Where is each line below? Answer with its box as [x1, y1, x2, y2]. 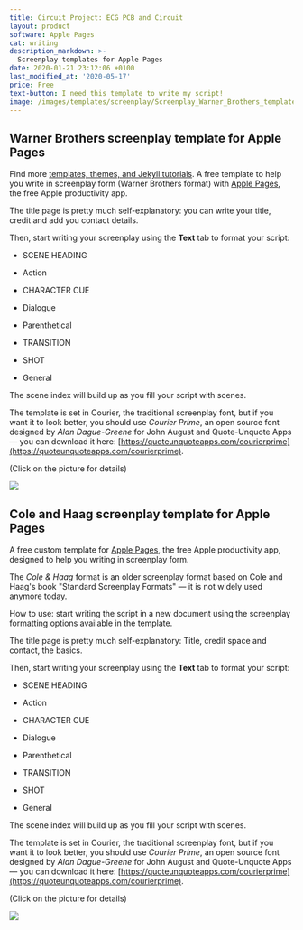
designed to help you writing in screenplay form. [9, 554, 189, 564]
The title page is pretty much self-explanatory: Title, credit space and [9, 636, 267, 646]
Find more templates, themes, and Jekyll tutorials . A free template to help [9, 169, 282, 180]
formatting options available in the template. [9, 618, 173, 628]
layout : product [9, 22, 70, 31]
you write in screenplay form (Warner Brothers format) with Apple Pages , [9, 178, 281, 190]
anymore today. [9, 591, 68, 601]
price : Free [9, 80, 54, 89]
